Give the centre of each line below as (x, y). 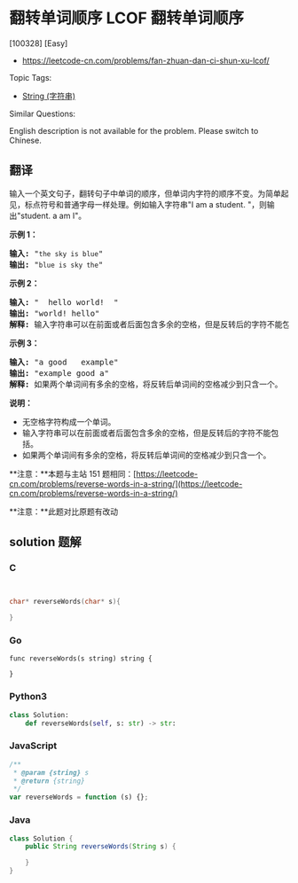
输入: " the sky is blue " (56, 253)
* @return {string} (49, 781)
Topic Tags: (31, 77)
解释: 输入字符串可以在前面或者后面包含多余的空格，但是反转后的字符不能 (146, 324)
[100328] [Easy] (39, 43)
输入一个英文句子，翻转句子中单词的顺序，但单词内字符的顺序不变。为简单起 (149, 193)
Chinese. (25, 140)
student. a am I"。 (54, 215)
